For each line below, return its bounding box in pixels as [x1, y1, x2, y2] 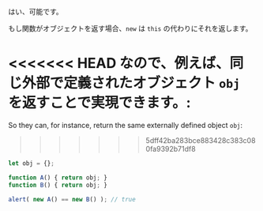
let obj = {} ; [8, 159, 55, 168]
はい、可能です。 [8, 7, 63, 16]
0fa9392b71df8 [145, 144, 196, 153]
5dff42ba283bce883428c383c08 [145, 135, 256, 145]
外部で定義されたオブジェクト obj [22, 74, 241, 92]
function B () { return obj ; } [8, 181, 108, 189]
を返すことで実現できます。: [8, 94, 191, 112]
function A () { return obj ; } [8, 173, 108, 182]
